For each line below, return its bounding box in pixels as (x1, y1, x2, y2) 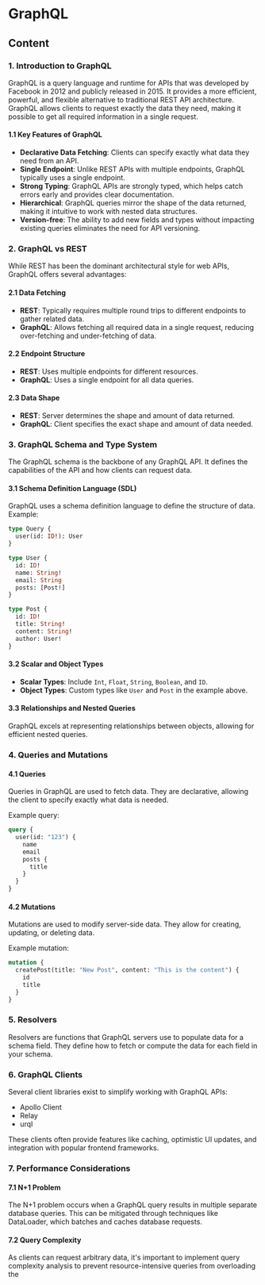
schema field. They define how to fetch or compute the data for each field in (8, 1041, 258, 1050)
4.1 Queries (8, 769, 46, 778)
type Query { (8, 525, 52, 533)
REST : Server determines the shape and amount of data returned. (19, 410, 236, 420)
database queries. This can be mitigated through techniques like (8, 1209, 219, 1218)
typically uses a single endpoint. (19, 173, 125, 182)
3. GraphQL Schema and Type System (8, 439, 157, 450)
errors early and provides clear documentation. (19, 190, 175, 199)
